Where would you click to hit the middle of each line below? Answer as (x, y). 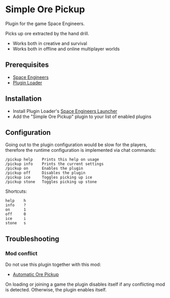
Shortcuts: (16, 191)
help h (16, 201)
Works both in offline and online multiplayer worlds (66, 49)
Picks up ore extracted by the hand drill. (47, 33)
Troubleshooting (32, 239)
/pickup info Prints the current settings (54, 164)
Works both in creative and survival (50, 43)
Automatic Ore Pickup (36, 274)
